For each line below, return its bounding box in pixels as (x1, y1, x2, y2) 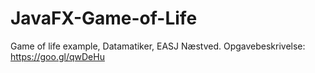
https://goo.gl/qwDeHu (10, 50, 105, 62)
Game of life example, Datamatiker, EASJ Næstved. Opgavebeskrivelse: (10, 40, 306, 52)
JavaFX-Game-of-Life (10, 7, 198, 30)
